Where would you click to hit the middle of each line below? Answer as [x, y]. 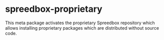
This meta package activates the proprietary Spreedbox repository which [80, 23]
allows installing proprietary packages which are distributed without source [82, 28]
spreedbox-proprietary [54, 9]
